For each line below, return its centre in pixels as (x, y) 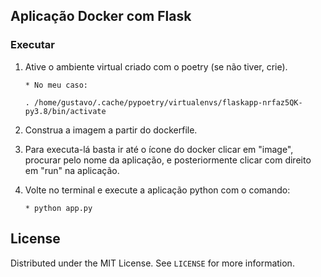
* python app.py (58, 208)
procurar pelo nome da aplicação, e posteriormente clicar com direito (168, 160)
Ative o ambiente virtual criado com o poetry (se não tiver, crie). (156, 66)
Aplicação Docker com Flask (101, 16)
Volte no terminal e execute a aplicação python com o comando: (157, 190)
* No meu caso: (56, 85)
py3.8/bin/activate (65, 111)
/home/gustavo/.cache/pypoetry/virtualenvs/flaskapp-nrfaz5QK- (168, 102)
